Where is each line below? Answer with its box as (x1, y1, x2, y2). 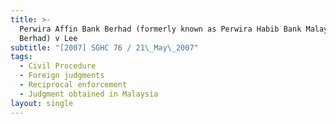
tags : (10, 52, 33, 62)
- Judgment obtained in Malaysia (19, 89, 159, 99)
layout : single (10, 98, 74, 108)
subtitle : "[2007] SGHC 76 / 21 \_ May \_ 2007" (10, 42, 199, 53)
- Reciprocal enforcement (19, 80, 128, 90)
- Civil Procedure (19, 61, 97, 71)
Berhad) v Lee (19, 33, 78, 43)
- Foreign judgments (19, 71, 105, 81)
